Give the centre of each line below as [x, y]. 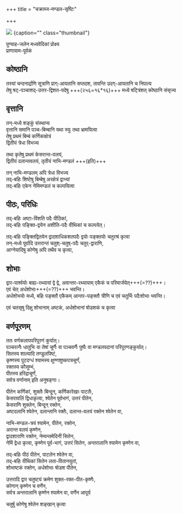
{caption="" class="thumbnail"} [51, 33]
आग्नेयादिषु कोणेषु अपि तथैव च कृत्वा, [40, 250]
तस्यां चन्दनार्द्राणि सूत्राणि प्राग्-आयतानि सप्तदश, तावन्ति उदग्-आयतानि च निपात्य [79, 83]
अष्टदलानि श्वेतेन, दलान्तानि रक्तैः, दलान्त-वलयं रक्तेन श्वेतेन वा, [64, 412]
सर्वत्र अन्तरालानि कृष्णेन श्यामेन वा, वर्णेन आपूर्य [48, 493]
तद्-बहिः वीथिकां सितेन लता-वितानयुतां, [42, 461]
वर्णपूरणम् [18, 327]
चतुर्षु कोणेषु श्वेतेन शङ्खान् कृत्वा [36, 504]
